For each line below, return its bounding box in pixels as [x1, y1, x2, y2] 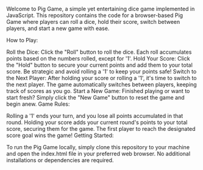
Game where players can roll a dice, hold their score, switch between [6, 18, 180, 25]
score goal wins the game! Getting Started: [6, 131, 114, 139]
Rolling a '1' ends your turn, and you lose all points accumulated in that [6, 113, 183, 119]
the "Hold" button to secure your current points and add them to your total [6, 61, 193, 68]
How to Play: [6, 37, 38, 43]
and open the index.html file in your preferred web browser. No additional [6, 150, 191, 157]
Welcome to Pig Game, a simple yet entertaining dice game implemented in [6, 6, 195, 12]
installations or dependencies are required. [6, 157, 114, 164]
